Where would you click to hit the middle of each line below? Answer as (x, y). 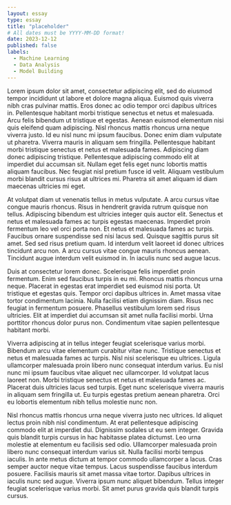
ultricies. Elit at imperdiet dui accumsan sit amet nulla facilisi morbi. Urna (110, 315)
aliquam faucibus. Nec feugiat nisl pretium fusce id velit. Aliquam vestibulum (115, 171)
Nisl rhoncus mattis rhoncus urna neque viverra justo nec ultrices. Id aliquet (115, 415)
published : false (32, 45)
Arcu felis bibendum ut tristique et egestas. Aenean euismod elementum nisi (115, 120)
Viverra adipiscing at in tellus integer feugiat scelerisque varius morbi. (106, 343)
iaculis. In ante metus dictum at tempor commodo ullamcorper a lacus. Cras (115, 459)
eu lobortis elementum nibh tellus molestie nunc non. (82, 402)
